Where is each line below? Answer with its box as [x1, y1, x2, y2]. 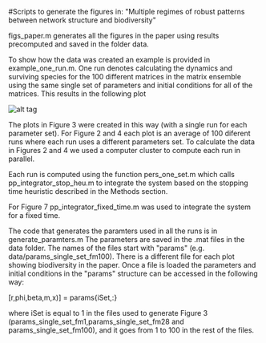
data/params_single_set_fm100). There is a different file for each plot [8, 252, 235, 261]
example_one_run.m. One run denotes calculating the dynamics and [8, 63, 233, 73]
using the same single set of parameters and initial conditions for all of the [8, 80, 253, 90]
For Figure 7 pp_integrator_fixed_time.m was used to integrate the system [8, 202, 251, 212]
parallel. [8, 154, 35, 163]
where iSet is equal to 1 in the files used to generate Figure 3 [8, 309, 208, 317]
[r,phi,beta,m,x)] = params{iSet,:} [8, 293, 118, 302]
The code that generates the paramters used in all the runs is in [8, 226, 218, 236]
